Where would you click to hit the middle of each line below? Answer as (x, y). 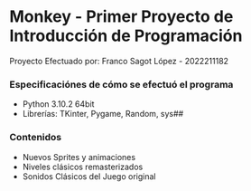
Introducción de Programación (126, 36)
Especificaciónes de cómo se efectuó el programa (121, 84)
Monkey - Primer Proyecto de (121, 17)
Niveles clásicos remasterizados (83, 167)
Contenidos (36, 138)
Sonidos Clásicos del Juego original (89, 176)
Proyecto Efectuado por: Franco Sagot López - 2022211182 (119, 61)
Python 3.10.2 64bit (58, 104)
